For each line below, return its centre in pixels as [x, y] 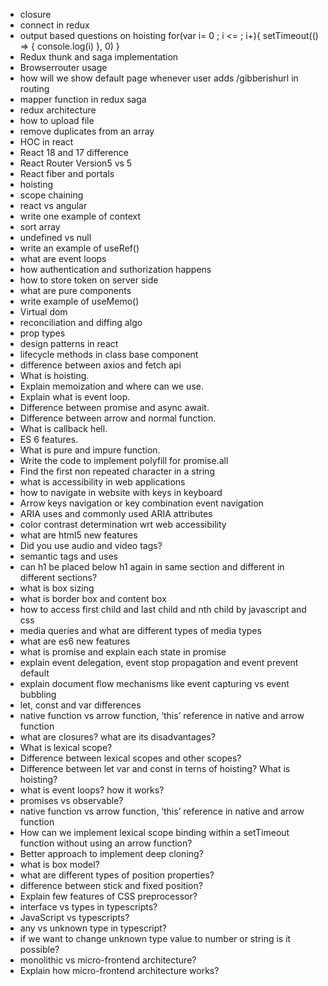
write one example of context [80, 216]
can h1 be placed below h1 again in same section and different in [152, 567]
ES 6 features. [49, 439]
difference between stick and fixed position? [111, 885]
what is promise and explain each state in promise [123, 652]
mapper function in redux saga [83, 99]
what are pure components [75, 290]
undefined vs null [55, 237]
